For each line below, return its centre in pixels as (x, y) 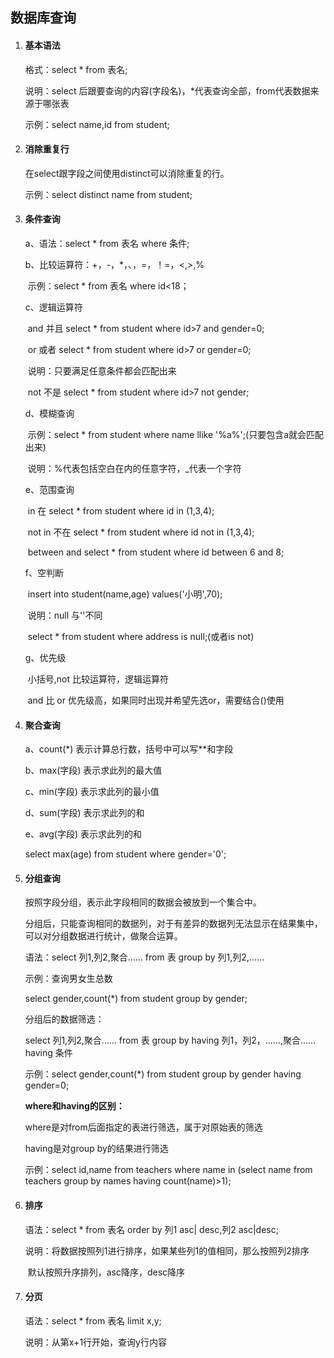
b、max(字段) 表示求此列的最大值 (93, 770)
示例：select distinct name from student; (108, 194)
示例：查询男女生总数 (68, 979)
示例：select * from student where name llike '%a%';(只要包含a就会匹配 (176, 434)
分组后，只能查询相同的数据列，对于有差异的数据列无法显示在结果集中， (173, 924)
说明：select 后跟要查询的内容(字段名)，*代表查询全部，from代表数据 (167, 90)
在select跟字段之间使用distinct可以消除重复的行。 (127, 173)
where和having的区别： (74, 1106)
